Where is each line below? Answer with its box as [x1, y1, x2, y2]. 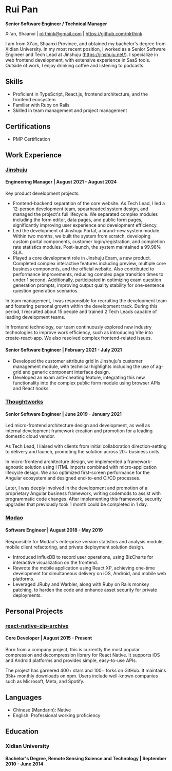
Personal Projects [5, 607, 63, 615]
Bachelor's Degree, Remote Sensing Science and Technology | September [5, 755, 167, 761]
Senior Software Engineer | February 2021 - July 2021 [5, 346, 122, 353]
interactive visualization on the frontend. [12, 559, 99, 565]
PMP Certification [12, 136, 50, 142]
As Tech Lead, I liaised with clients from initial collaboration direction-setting [5, 443, 167, 449]
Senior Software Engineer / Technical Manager [5, 21, 107, 27]
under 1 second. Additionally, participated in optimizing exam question [12, 277, 162, 283]
